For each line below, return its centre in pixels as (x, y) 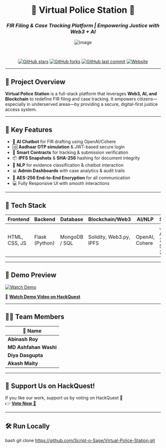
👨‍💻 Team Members (35, 317)
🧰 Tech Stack (26, 205)
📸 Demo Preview (31, 275)
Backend (45, 219)
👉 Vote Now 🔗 (21, 403)
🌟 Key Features (29, 130)
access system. (21, 110)
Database (72, 219)
